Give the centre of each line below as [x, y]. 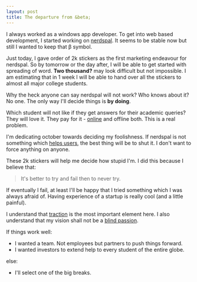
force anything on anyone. [38, 149]
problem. [17, 125]
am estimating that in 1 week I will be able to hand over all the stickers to [94, 77]
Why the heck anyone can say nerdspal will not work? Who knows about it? [98, 95]
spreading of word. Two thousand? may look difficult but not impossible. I [96, 70]
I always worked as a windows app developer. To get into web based [90, 34]
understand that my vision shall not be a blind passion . [72, 220]
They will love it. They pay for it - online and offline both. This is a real [91, 118]
